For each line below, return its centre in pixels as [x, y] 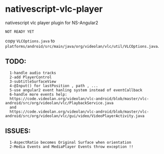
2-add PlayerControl [31, 77]
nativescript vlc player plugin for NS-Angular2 [52, 23]
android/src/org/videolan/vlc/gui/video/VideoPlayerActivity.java [75, 116]
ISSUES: [18, 131]
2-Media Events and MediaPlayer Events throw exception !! [72, 147]
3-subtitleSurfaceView [33, 81]
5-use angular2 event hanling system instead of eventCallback [76, 90]
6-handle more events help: [39, 94]
